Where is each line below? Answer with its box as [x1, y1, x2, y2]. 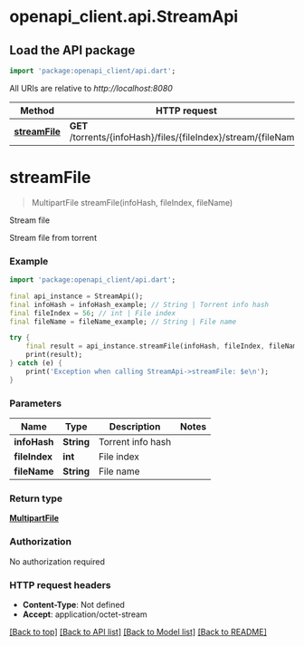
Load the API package [9, 43, 136, 58]
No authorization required [9, 555, 106, 567]
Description [109, 420, 161, 433]
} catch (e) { [9, 359, 63, 368]
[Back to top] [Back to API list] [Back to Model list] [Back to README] [9, 626, 267, 637]
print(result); [25, 351, 83, 360]
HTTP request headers [9, 578, 111, 591]
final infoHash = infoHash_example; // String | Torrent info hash [9, 300, 270, 309]
